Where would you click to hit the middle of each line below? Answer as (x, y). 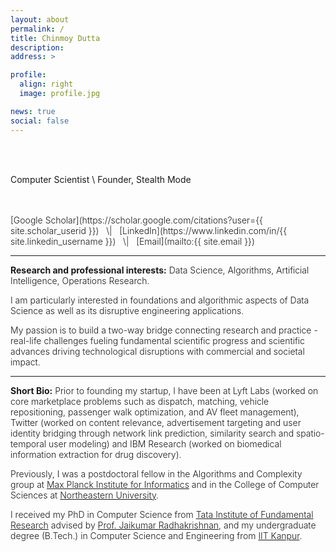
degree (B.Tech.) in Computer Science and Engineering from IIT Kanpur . (156, 535)
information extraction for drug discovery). (96, 454)
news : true (33, 111)
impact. (25, 362)
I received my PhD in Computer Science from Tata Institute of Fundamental (162, 514)
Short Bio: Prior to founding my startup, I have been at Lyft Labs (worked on (164, 390)
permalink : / (37, 29)
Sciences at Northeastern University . (85, 495)
